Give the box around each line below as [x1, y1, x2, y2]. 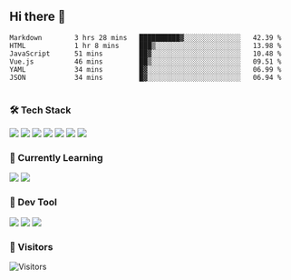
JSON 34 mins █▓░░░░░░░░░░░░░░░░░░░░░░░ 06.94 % [9, 73, 282, 82]
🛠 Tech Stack [9, 104, 72, 116]
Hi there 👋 [9, 9, 66, 25]
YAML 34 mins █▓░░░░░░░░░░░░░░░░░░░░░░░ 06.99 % [9, 65, 282, 74]
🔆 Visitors [9, 240, 53, 253]
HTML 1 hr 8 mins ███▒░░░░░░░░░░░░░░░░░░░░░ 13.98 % [9, 41, 282, 50]
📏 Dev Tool [9, 196, 57, 209]
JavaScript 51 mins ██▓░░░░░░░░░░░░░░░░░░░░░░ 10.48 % [9, 49, 282, 58]
